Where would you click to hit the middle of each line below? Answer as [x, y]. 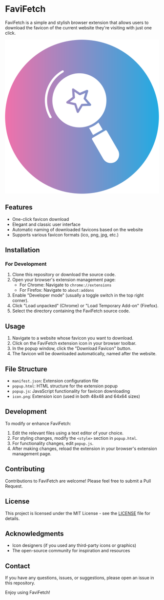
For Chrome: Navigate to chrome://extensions [65, 285]
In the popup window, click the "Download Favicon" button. [72, 348]
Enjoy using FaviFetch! [28, 593]
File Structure [26, 369]
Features [19, 207]
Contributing [25, 469]
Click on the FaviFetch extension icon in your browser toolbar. [74, 343]
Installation [22, 250]
